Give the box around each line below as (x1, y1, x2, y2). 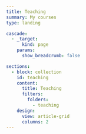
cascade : (6, 30, 28, 36)
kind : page (21, 42, 49, 48)
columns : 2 (21, 119, 49, 125)
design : (16, 108, 35, 114)
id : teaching (16, 74, 49, 80)
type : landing (6, 20, 41, 26)
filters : (21, 91, 44, 97)
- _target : (11, 36, 38, 42)
